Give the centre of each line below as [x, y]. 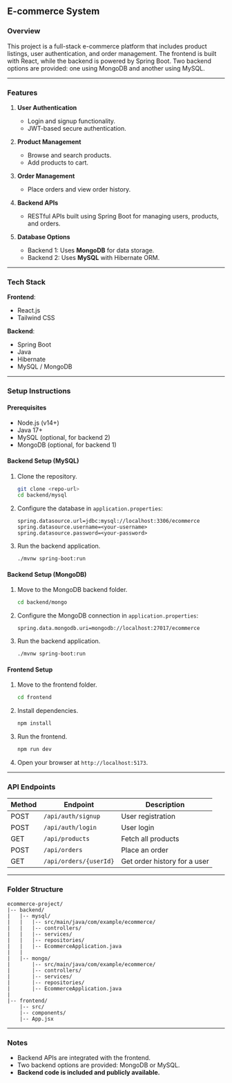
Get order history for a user [165, 862]
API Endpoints [31, 786]
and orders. [44, 223]
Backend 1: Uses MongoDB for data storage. [91, 250]
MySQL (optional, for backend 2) [64, 438]
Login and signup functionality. [71, 121]
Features [22, 93]
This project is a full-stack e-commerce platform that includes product [107, 46]
